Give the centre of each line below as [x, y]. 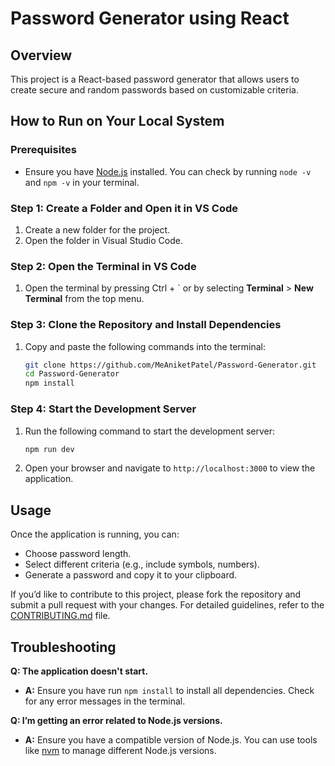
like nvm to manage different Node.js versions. [120, 750]
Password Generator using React [150, 18]
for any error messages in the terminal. [105, 701]
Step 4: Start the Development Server [103, 409]
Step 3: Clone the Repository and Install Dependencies [146, 325]
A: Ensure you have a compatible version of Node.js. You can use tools [171, 740]
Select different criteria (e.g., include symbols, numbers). [142, 564]
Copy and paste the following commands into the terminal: [145, 346]
